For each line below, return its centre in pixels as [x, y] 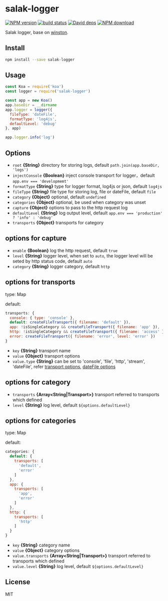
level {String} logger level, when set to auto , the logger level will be [83, 255]
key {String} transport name [41, 351]
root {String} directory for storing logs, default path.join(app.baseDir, [86, 165]
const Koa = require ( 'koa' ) [34, 87]
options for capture [36, 238]
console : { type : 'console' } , [42, 318]
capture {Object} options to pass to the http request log [70, 208]
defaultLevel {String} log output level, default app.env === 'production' [87, 213]
